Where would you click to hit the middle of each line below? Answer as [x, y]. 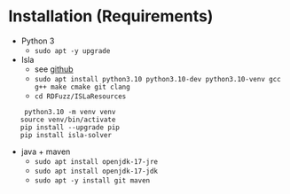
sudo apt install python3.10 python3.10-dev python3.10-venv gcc [157, 79]
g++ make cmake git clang [82, 87]
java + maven [46, 151]
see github [54, 69]
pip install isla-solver [66, 135]
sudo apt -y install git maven [92, 180]
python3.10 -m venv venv [70, 112]
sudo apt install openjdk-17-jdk [96, 171]
